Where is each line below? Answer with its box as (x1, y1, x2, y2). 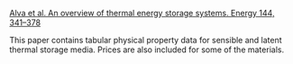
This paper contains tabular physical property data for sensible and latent (9, 35, 282, 45)
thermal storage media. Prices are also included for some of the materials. (9, 44, 285, 55)
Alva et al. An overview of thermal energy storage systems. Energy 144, (9, 8, 275, 18)
